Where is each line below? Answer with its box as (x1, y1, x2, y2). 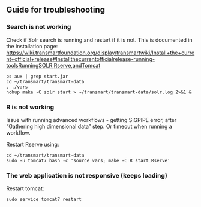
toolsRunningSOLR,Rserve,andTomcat (6, 62, 101, 69)
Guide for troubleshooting (6, 5, 105, 15)
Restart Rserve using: (6, 141, 59, 148)
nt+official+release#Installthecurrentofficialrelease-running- (6, 55, 155, 62)
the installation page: (6, 42, 58, 50)
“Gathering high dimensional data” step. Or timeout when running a (6, 123, 172, 130)
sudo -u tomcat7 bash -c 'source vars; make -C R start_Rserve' (6, 157, 170, 163)
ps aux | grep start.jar (6, 73, 68, 80)
